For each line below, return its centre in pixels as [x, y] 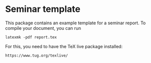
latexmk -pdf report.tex [31, 37]
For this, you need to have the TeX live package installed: [64, 46]
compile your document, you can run [43, 28]
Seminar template [43, 9]
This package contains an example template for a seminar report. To [75, 23]
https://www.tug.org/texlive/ [37, 56]
